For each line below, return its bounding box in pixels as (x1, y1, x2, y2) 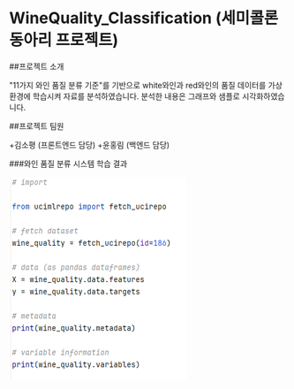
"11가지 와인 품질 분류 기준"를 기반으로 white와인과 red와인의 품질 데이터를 (9, 80, 267, 90)
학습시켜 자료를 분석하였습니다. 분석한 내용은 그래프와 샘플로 (32, 90, 240, 102)
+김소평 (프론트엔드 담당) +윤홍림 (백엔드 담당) (9, 139, 170, 150)
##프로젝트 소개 (9, 61, 64, 72)
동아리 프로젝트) (9, 30, 119, 50)
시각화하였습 (241, 90, 285, 102)
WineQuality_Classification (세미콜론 (9, 8, 279, 28)
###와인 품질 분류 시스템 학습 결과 (9, 158, 128, 169)
